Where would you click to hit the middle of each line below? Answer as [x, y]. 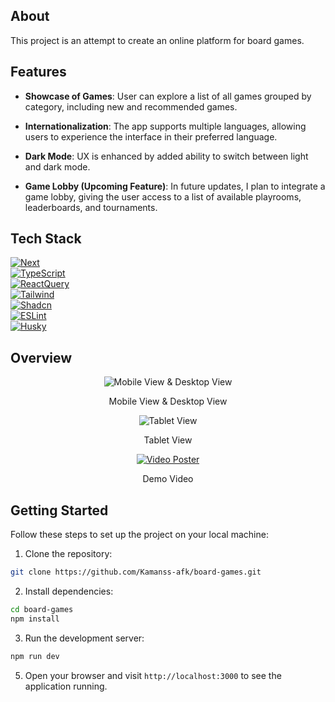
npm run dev [35, 656]
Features [38, 72]
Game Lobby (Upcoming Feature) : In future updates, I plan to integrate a [175, 186]
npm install [35, 619]
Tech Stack [46, 239]
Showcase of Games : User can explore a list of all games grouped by [168, 96]
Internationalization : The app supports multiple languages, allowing [165, 126]
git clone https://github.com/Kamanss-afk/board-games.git [136, 572]
